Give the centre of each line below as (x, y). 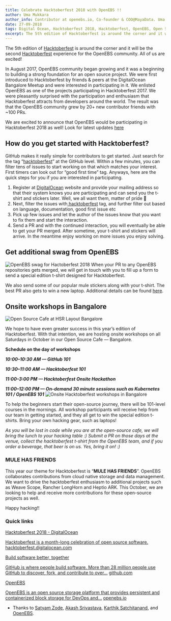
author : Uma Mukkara (27, 15)
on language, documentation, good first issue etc (64, 209)
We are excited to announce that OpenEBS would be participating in (76, 122)
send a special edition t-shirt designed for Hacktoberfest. (65, 275)
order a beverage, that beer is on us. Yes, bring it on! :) (63, 447)
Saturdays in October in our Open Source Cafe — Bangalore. (69, 340)
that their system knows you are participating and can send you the (83, 193)
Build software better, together (37, 558)
